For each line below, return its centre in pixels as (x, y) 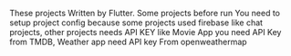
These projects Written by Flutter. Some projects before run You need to (145, 13)
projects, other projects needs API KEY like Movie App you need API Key (145, 32)
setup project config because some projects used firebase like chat (136, 23)
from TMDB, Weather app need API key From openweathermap (129, 42)
